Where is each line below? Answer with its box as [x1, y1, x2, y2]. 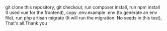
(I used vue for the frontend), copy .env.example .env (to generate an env [5, 9, 157, 15]
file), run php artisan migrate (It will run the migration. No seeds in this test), [5, 15, 162, 20]
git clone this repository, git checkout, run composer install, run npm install [5, 4, 160, 10]
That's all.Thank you [5, 20, 47, 26]
